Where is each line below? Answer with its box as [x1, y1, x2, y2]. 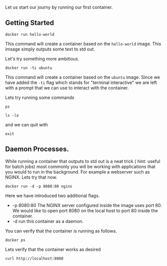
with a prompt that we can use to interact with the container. [5, 84, 129, 90]
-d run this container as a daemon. [12, 218, 84, 224]
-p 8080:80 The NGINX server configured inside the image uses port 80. [12, 202, 162, 208]
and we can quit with [5, 121, 48, 127]
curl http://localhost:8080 [5, 256, 64, 261]
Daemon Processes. [5, 145, 69, 153]
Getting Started [5, 18, 54, 27]
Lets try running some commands [5, 94, 75, 100]
